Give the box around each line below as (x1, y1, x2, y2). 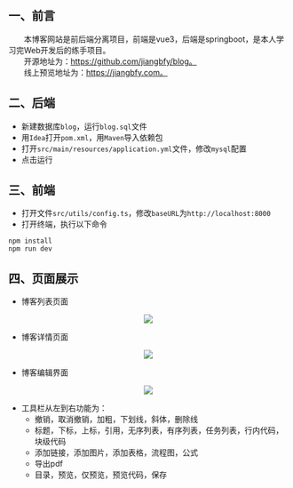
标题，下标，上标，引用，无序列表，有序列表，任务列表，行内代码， (34, 425, 284, 436)
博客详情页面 (20, 332, 68, 342)
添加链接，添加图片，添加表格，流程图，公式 (34, 447, 199, 458)
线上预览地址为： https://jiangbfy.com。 (24, 67, 168, 77)
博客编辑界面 (20, 367, 68, 378)
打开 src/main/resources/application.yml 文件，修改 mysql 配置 (20, 143, 247, 154)
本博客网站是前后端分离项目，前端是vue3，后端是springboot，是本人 (24, 34, 277, 44)
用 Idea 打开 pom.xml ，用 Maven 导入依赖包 (20, 132, 163, 142)
